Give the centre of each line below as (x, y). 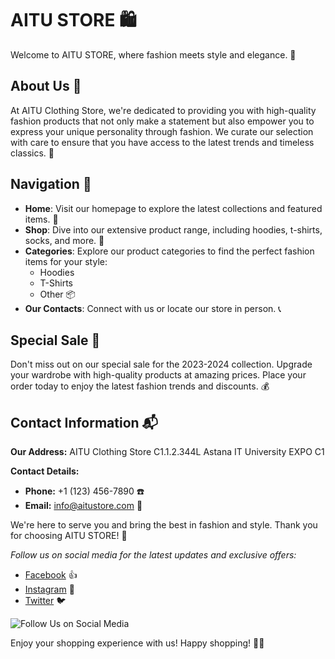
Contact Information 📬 (84, 422)
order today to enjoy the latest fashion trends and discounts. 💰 (140, 386)
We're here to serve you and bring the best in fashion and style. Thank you (164, 525)
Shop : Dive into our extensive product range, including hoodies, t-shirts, (173, 229)
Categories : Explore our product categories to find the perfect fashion (169, 251)
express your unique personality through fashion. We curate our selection (162, 131)
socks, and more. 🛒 (64, 240)
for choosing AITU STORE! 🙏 (69, 536)
